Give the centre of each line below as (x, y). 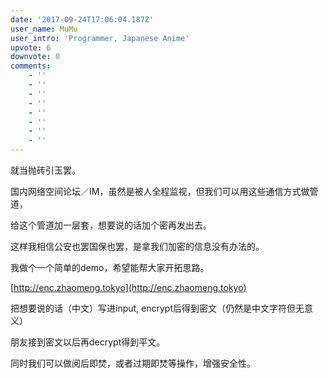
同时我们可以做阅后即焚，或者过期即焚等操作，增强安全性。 (133, 363)
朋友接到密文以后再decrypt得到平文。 (88, 342)
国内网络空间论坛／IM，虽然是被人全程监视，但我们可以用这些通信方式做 (160, 191)
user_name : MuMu (44, 29)
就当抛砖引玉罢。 (45, 170)
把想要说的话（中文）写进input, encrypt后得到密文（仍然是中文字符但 (153, 308)
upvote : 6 (31, 47)
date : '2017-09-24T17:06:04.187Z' (82, 19)
